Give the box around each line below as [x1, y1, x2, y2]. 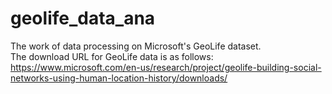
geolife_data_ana [10, 7, 156, 30]
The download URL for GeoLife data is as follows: [10, 50, 214, 62]
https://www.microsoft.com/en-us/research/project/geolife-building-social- [10, 61, 322, 73]
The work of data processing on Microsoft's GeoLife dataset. [10, 40, 262, 52]
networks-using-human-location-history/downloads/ [10, 72, 228, 84]
